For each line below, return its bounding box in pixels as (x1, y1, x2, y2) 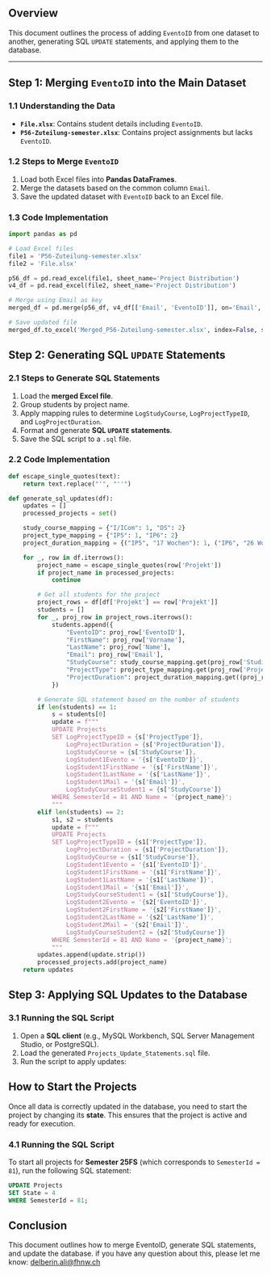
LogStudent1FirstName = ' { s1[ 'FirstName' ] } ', (65, 868, 222, 876)
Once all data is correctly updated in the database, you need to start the (8, 1101, 248, 1111)
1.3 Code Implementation (8, 212, 109, 223)
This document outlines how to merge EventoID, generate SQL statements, (8, 1240, 256, 1250)
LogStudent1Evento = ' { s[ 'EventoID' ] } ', (65, 755, 204, 764)
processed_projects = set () (23, 509, 117, 518)
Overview (8, 6, 59, 20)
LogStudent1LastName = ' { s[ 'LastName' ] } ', (65, 771, 211, 779)
